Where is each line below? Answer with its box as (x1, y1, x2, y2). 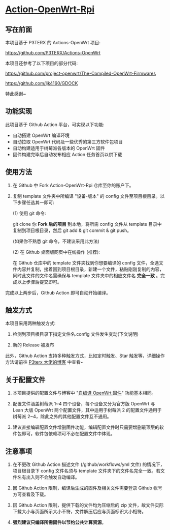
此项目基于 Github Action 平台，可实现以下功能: (5, 121, 105, 128)
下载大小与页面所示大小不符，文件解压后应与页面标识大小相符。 (12, 509, 146, 515)
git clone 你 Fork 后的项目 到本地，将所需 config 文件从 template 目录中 (12, 221, 162, 227)
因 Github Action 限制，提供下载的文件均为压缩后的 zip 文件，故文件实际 (12, 502, 164, 508)
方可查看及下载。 (12, 491, 49, 497)
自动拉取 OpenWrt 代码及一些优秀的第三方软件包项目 (12, 138, 123, 144)
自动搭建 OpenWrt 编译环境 (12, 132, 70, 138)
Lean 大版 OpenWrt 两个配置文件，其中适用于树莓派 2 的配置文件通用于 (12, 407, 162, 413)
